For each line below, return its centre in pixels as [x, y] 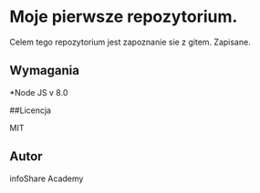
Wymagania [45, 71]
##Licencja [31, 110]
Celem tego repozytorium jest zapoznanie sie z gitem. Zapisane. [130, 42]
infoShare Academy [47, 178]
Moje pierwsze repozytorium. [124, 17]
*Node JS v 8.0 [39, 92]
